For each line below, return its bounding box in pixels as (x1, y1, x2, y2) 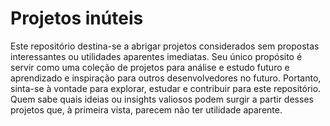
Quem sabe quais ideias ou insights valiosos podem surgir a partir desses (10, 93, 314, 105)
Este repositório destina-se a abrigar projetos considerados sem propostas (10, 40, 320, 52)
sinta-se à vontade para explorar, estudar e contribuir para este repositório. (10, 82, 322, 94)
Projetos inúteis (10, 7, 144, 30)
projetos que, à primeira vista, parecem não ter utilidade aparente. (10, 103, 283, 116)
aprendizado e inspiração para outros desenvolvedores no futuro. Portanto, (10, 72, 322, 84)
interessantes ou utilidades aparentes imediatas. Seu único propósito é (10, 50, 303, 62)
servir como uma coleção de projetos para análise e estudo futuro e (10, 61, 290, 73)
